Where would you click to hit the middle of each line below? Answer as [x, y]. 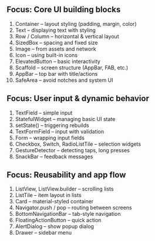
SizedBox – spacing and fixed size [57, 42]
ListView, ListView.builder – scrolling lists [64, 189]
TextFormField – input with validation [60, 131]
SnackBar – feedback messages [54, 156]
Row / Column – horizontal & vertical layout [67, 36]
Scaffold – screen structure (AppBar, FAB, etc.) [72, 68]
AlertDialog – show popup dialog [55, 226]
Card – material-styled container [54, 202]
